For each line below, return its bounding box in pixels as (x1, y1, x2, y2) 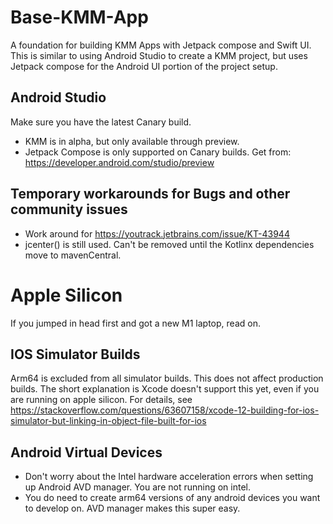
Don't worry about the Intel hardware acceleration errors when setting (24, 471, 314, 483)
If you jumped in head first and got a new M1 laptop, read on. (10, 317, 261, 329)
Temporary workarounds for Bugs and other (10, 186, 291, 203)
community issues (10, 201, 128, 218)
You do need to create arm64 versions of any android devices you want (24, 492, 321, 504)
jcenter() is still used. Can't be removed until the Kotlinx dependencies (24, 238, 315, 250)
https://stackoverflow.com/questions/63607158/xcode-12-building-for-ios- (10, 404, 320, 416)
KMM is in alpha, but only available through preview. (24, 135, 240, 147)
